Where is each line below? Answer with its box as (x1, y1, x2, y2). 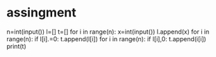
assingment (6, 5, 77, 21)
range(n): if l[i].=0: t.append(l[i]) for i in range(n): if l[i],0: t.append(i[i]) (6, 34, 206, 43)
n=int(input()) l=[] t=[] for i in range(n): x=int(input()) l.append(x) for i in (6, 27, 210, 36)
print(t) (6, 42, 27, 50)
